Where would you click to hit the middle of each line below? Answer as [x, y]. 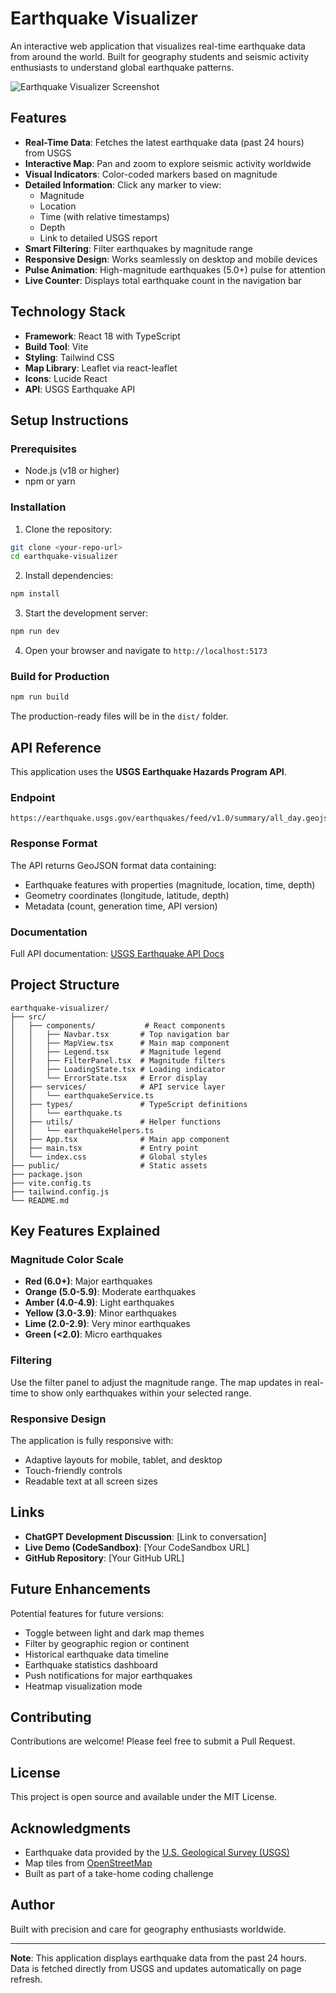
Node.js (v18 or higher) [72, 471]
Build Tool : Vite [56, 346]
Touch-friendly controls [73, 1471]
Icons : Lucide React [66, 378]
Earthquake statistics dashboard [91, 1664]
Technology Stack [68, 312]
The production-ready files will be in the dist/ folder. [119, 716]
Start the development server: [86, 613]
